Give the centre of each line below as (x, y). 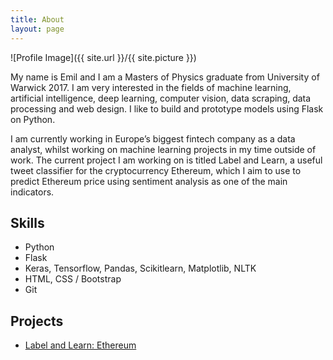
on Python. (33, 119)
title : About (37, 19)
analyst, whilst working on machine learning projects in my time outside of (163, 149)
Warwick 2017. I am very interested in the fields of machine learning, (151, 87)
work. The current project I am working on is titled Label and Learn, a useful (166, 160)
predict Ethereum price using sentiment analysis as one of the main (149, 181)
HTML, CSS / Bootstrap (73, 279)
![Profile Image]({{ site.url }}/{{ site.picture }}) (103, 57)
